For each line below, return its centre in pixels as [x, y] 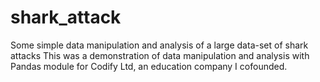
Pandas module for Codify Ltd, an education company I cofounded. [149, 66]
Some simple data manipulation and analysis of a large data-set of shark [159, 45]
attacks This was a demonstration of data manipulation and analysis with [160, 55]
